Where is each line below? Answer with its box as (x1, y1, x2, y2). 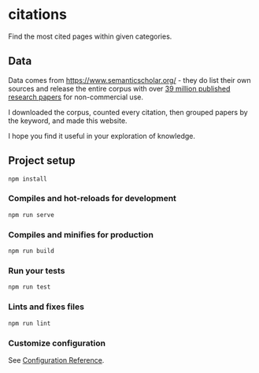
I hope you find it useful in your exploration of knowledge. (8, 131, 195, 140)
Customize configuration (8, 338, 106, 349)
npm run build (8, 247, 55, 256)
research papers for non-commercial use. (8, 92, 144, 102)
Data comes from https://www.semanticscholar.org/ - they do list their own (8, 75, 251, 84)
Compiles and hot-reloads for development (8, 193, 177, 204)
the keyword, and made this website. (8, 116, 128, 125)
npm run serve (8, 211, 55, 218)
